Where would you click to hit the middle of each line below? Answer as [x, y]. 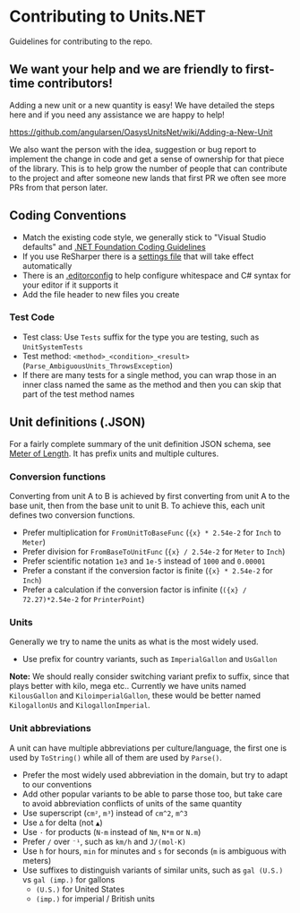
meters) [37, 860]
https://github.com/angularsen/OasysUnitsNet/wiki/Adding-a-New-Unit [141, 132]
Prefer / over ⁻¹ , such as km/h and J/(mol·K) [104, 841]
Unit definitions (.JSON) [77, 422]
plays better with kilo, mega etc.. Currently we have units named [128, 686]
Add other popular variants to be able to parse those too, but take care [152, 794]
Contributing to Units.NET [107, 17]
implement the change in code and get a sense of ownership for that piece [147, 159]
